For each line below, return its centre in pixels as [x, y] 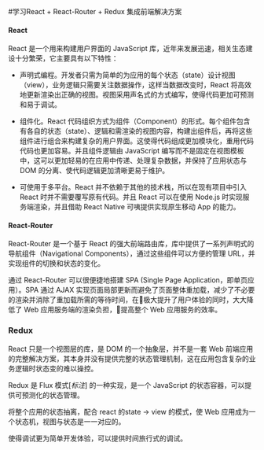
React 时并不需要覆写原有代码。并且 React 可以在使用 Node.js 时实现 [131, 197]
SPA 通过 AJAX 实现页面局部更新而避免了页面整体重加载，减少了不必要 [140, 290]
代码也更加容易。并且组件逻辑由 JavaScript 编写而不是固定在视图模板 [132, 151]
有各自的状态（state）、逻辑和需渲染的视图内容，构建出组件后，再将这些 [136, 131]
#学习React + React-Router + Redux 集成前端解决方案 [95, 11]
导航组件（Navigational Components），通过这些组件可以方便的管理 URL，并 [132, 253]
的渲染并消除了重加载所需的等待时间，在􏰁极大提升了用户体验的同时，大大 [128, 300]
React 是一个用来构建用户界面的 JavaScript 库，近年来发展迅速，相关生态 [127, 49]
